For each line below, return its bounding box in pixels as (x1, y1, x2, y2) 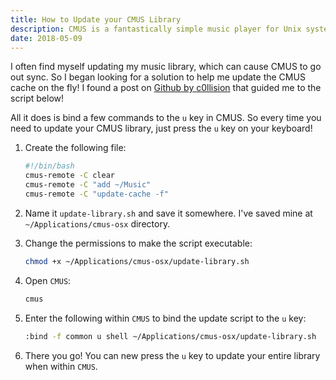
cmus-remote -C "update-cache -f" (24, 189, 169, 199)
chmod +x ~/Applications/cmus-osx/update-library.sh (24, 256, 250, 266)
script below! (10, 92, 65, 105)
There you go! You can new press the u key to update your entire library (24, 349, 321, 361)
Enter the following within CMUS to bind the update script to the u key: (24, 312, 307, 324)
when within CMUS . (24, 360, 98, 372)
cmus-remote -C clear (24, 171, 115, 181)
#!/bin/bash (24, 161, 75, 171)
